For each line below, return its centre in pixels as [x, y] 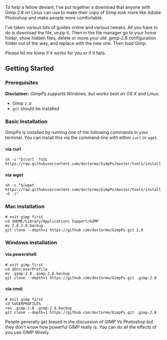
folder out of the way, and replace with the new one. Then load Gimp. [76, 43]
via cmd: [14, 289]
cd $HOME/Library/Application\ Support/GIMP [52, 221]
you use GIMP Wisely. [28, 333]
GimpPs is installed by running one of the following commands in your [77, 132]
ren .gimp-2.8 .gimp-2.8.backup [39, 308]
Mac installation [25, 207]
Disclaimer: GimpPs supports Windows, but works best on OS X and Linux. [83, 94]
